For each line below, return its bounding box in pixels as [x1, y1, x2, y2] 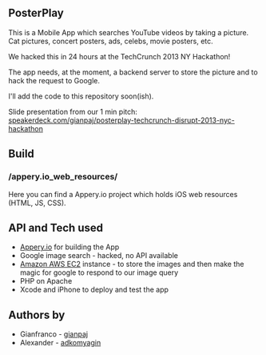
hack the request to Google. [8, 75, 101, 85]
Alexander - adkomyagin [19, 338, 101, 348]
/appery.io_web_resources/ [8, 171, 118, 183]
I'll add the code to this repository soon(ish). [8, 91, 154, 101]
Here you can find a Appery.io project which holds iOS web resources [8, 189, 238, 199]
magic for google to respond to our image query [19, 268, 178, 277]
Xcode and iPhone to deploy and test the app [19, 284, 169, 295]
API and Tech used [8, 220, 104, 235]
